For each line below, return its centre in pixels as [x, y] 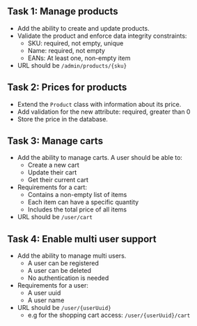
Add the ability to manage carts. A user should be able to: [100, 158]
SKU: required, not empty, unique [76, 43]
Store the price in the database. [62, 119]
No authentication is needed [68, 278]
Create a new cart [54, 165]
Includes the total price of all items [77, 209]
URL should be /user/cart [55, 217]
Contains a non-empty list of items [77, 195]
